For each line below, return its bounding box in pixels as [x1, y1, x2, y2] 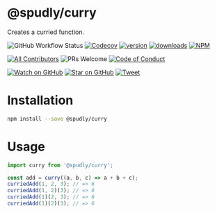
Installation [7, 92, 74, 108]
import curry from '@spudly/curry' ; [7, 162, 113, 169]
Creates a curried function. [7, 28, 85, 36]
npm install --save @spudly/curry [7, 115, 108, 122]
